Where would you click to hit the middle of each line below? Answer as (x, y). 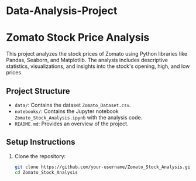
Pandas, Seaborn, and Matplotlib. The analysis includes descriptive (87, 60)
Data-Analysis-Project (62, 11)
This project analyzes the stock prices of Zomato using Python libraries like (97, 54)
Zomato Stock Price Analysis (78, 38)
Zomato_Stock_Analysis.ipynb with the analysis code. (78, 117)
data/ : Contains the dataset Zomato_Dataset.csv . (73, 105)
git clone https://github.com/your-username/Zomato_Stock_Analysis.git (104, 167)
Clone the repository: (40, 156)
